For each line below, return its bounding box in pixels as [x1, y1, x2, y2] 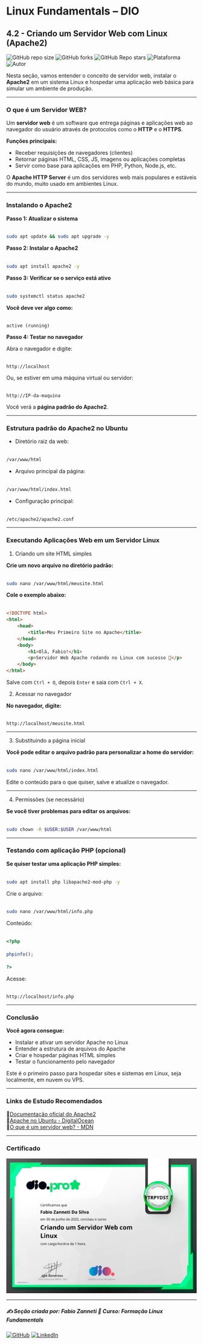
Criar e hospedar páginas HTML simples [14, 1051, 116, 1058]
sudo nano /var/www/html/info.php [6, 909, 94, 915]
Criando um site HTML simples [14, 549, 92, 557]
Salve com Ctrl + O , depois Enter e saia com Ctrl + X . [6, 679, 144, 686]
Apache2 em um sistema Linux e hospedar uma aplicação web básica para [6, 79, 194, 85]
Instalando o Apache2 [6, 201, 72, 209]
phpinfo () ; [6, 951, 34, 957]
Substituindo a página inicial [14, 737, 86, 744]
